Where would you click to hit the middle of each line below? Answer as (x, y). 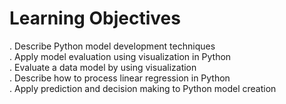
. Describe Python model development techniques (112, 46)
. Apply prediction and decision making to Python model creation (143, 88)
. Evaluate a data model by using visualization (103, 67)
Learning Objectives (95, 18)
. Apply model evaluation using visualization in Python (120, 56)
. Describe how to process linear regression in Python (120, 78)
